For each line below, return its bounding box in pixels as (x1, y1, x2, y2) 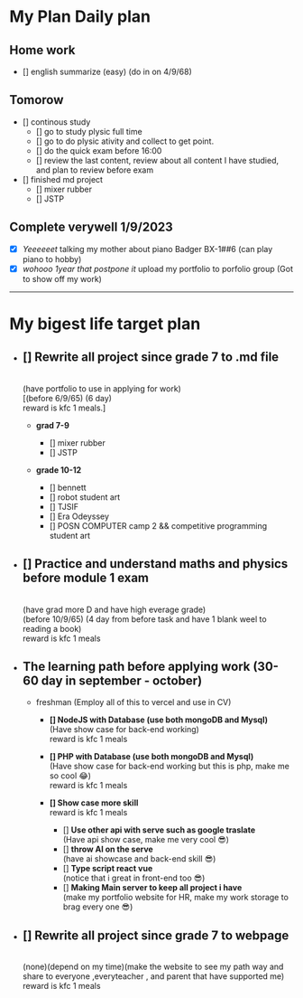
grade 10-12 (35, 464, 82, 475)
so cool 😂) (49, 770, 92, 781)
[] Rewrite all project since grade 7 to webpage (22, 927, 289, 943)
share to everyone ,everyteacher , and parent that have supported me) (22, 971, 285, 982)
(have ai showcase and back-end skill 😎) (62, 853, 216, 864)
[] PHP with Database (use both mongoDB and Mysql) (49, 751, 254, 762)
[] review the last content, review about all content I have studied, (35, 155, 280, 165)
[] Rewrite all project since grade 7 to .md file (22, 350, 280, 365)
